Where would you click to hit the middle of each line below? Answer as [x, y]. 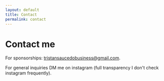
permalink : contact [26, 19]
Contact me [30, 44]
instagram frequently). [29, 73]
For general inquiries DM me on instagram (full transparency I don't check [82, 68]
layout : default [22, 10]
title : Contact [21, 15]
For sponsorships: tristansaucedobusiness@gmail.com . [63, 58]
